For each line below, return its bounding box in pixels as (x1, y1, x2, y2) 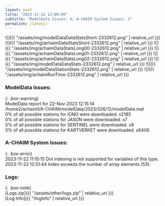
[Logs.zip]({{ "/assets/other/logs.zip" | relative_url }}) (5, 190, 114, 196)
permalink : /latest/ (5, 21, 48, 26)
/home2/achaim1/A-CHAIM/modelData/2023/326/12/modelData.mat (5, 106, 144, 112)
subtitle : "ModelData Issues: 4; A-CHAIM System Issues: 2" (5, 16, 133, 21)
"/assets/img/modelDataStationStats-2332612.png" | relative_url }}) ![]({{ (5, 67, 154, 72)
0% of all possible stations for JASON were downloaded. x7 (5, 116, 128, 122)
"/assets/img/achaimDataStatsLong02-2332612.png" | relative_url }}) (11, 56, 153, 62)
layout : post (5, 7, 32, 12)
